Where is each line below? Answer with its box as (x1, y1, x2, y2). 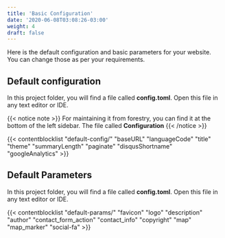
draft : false (7, 29, 45, 36)
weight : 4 (7, 23, 36, 30)
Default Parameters (7, 169, 93, 181)
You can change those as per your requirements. (7, 56, 145, 64)
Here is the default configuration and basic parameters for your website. (7, 48, 211, 56)
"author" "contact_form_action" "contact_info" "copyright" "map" (7, 215, 192, 224)
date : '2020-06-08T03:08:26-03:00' (7, 17, 109, 23)
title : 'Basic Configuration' (7, 10, 94, 17)
